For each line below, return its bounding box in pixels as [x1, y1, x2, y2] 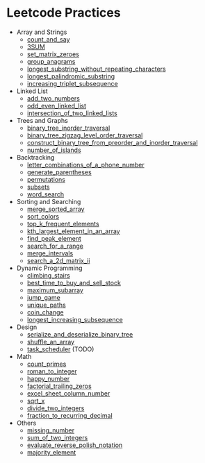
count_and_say [26, 35, 70, 43]
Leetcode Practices [6, 5, 121, 21]
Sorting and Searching [16, 197, 81, 205]
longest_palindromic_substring [26, 71, 115, 81]
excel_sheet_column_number [26, 389, 110, 397]
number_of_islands [26, 146, 81, 154]
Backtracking [16, 153, 55, 161]
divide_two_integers [26, 404, 85, 412]
